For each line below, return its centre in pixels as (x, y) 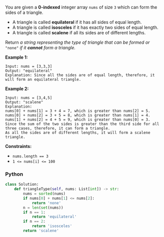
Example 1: (17, 57)
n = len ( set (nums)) (43, 208)
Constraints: (18, 146)
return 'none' (46, 203)
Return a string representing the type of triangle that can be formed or (78, 42)
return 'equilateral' (54, 217)
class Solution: (22, 184)
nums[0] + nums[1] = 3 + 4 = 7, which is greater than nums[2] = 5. (78, 111)
